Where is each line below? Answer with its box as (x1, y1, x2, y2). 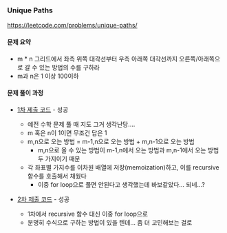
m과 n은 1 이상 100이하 (17, 72, 79, 80)
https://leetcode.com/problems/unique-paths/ (7, 21, 138, 30)
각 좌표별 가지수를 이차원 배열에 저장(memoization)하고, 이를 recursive (27, 163, 219, 171)
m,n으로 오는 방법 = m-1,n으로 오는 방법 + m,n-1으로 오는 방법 (27, 137, 195, 145)
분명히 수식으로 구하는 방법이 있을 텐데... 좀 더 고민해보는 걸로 (27, 218, 193, 226)
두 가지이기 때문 (37, 154, 80, 163)
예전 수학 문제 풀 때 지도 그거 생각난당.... (27, 120, 136, 128)
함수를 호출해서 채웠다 (27, 172, 87, 180)
